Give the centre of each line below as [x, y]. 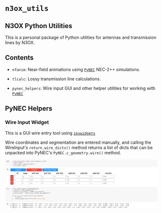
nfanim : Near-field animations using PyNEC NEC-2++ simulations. [76, 69]
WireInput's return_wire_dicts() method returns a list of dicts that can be [79, 147]
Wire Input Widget [27, 122]
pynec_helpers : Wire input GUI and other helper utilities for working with [84, 88]
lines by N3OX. [20, 43]
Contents [19, 58]
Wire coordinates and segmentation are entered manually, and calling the [78, 142]
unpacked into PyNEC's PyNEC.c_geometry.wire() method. [63, 152]
